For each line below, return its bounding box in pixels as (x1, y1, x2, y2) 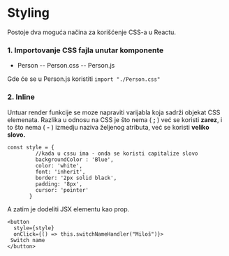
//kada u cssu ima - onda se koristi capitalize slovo (35, 150, 198, 157)
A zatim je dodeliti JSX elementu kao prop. (7, 204, 130, 213)
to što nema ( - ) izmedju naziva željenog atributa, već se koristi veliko (7, 123, 209, 131)
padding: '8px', (35, 180, 82, 188)
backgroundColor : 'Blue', (35, 156, 114, 163)
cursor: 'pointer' (35, 186, 89, 193)
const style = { (7, 144, 54, 151)
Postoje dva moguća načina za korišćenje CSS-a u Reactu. (7, 28, 177, 36)
